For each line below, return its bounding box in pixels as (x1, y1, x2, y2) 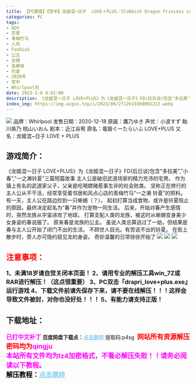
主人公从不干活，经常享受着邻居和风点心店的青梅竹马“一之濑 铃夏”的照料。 (6, 189, 186, 196)
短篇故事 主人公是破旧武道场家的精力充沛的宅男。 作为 (54, 175, 185, 182)
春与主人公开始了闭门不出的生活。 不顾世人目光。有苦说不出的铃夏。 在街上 (6, 226, 188, 233)
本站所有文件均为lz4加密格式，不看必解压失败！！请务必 (6, 351, 181, 360)
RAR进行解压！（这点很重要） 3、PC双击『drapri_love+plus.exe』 (6, 278, 188, 286)
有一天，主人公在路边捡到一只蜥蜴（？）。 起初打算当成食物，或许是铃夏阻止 (6, 197, 189, 204)
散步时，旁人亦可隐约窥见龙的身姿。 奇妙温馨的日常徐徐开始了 (6, 233, 156, 240)
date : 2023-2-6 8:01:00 (6, 90, 64, 96)
